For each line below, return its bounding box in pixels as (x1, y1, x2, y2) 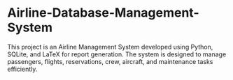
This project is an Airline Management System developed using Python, (7, 42, 213, 51)
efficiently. (7, 65, 38, 73)
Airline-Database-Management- (7, 5, 199, 21)
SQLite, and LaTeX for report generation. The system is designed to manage (7, 50, 227, 58)
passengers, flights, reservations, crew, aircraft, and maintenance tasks (7, 57, 213, 65)
